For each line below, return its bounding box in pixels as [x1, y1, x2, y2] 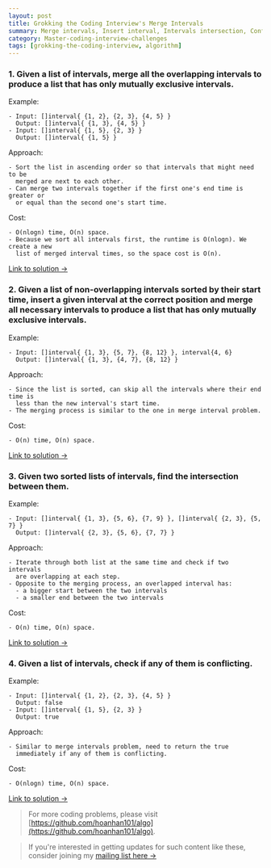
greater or [8, 191, 45, 200]
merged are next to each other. [15, 178, 125, 186]
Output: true [15, 713, 60, 721]
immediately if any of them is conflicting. [15, 750, 168, 758]
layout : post [8, 11, 52, 20]
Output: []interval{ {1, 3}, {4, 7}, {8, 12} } [15, 355, 179, 363]
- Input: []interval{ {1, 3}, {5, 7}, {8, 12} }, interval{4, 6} [8, 348, 232, 356]
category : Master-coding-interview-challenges [8, 34, 168, 43]
